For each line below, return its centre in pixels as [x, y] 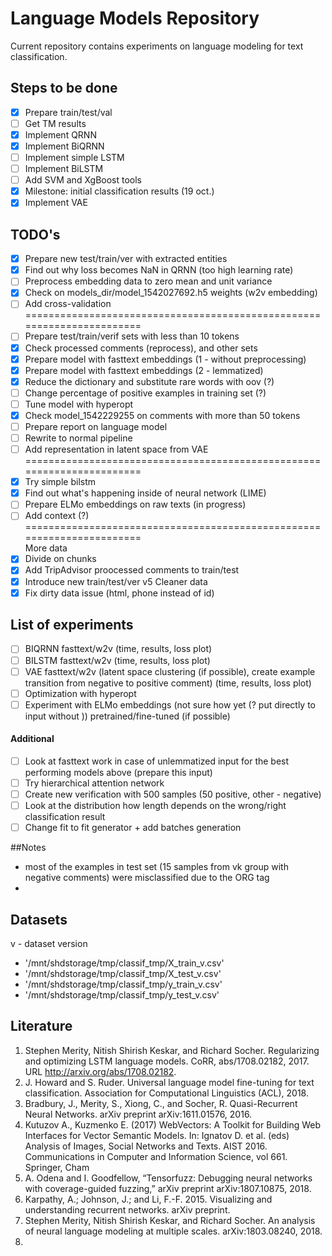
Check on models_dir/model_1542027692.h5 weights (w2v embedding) [171, 293]
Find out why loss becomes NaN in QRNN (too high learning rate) [159, 270]
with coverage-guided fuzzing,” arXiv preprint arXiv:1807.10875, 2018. [168, 1188]
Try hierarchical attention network [94, 783]
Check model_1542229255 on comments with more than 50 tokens [162, 415]
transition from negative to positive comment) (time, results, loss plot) [168, 683]
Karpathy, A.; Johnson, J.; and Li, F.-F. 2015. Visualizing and [148, 1199]
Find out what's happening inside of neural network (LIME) [145, 493]
